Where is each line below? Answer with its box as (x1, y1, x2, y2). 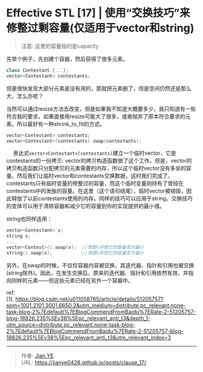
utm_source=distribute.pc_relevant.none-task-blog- (6, 321, 136, 328)
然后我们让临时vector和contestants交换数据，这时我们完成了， (16, 172, 173, 180)
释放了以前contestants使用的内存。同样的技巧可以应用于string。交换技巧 (11, 195, 193, 202)
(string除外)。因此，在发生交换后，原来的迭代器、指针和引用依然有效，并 (6, 269, 188, 276)
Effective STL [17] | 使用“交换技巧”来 (6, 6, 190, 20)
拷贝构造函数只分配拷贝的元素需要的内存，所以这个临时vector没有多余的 (6, 165, 186, 172)
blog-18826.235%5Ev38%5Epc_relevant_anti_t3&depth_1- (6, 315, 151, 322)
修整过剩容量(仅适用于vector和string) (6, 21, 195, 35)
